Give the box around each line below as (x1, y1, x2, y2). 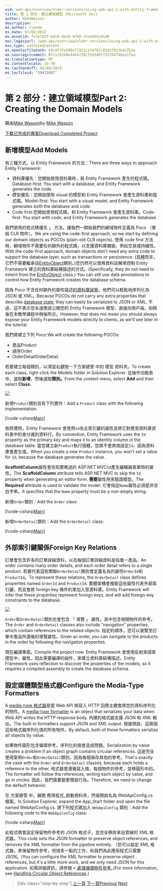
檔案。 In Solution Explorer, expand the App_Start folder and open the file (5, 799, 150, 805)
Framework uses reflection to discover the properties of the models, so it (5, 661, 151, 667)
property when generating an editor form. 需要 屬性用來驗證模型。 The (5, 476, 144, 482)
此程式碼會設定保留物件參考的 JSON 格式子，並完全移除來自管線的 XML (5, 829, 149, 836)
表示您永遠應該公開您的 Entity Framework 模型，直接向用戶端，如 (21, 305, 153, 311)
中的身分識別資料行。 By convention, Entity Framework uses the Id (13, 431, 146, 437)
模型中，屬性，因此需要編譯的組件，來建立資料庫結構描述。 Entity (5, 655, 136, 661)
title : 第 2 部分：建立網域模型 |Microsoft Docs (5, 12, 98, 17)
